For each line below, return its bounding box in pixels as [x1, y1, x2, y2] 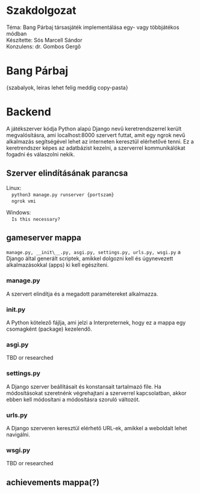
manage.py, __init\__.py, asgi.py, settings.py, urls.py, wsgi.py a [6, 249, 181, 256]
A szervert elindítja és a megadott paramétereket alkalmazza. [6, 290, 158, 297]
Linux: [6, 184, 22, 191]
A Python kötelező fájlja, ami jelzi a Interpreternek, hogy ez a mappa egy [6, 319, 186, 326]
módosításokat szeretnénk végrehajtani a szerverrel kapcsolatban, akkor [6, 389, 187, 396]
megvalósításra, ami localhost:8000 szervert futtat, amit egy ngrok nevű [6, 131, 186, 139]
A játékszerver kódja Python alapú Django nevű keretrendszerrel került [6, 125, 182, 132]
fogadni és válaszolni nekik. [6, 150, 75, 157]
